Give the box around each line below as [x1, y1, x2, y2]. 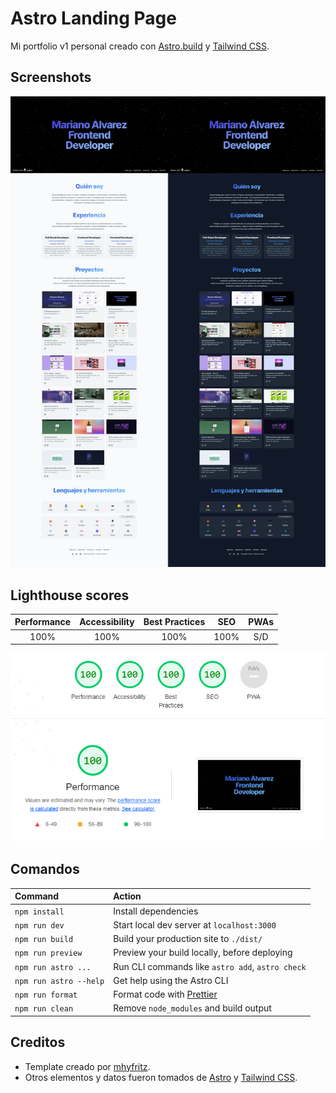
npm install [14, 907, 65, 917]
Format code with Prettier [113, 988, 218, 1001]
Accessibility [79, 616, 135, 628]
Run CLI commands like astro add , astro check [113, 960, 307, 972]
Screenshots [10, 69, 92, 86]
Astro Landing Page [10, 7, 177, 30]
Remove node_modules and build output [113, 1002, 272, 1014]
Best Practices [143, 616, 206, 628]
